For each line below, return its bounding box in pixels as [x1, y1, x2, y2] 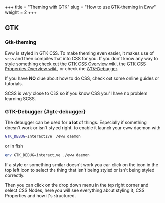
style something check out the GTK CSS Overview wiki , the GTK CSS [5, 61, 146, 67]
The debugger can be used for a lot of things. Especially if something [5, 119, 147, 125]
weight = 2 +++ [5, 9, 37, 15]
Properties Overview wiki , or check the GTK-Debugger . [5, 66, 119, 71]
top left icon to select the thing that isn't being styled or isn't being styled [5, 167, 155, 173]
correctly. [5, 172, 25, 178]
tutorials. [5, 80, 23, 86]
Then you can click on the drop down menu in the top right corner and [5, 182, 149, 188]
